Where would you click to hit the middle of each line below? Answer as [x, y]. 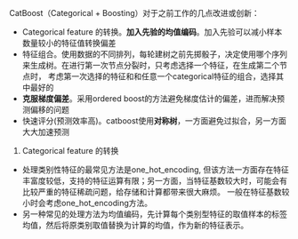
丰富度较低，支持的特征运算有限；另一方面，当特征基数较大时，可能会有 [154, 181]
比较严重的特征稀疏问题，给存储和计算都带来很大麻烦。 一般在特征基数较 [156, 192]
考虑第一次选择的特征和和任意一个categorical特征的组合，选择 [162, 76]
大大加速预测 [45, 132]
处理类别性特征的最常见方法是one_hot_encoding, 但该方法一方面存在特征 [155, 170]
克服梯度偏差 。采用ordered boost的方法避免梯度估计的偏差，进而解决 [149, 99]
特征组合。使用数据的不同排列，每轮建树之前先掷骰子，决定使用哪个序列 [154, 54]
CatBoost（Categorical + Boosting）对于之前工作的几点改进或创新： [134, 13]
